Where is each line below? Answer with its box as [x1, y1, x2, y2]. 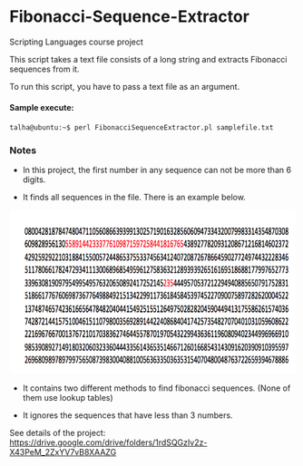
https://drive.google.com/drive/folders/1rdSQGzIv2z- [9, 437, 208, 448]
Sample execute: [9, 102, 74, 112]
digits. [22, 174, 46, 185]
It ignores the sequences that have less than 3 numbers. [22, 410, 233, 421]
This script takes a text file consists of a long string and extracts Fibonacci [9, 53, 288, 64]
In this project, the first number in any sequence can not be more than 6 [22, 165, 292, 176]
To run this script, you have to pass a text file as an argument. [9, 81, 240, 92]
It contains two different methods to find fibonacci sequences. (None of [22, 383, 291, 393]
